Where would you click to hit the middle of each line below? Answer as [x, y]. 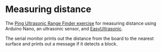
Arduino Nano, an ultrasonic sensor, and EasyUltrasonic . [64, 28]
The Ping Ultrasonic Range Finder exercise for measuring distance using [81, 23]
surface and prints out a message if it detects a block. [62, 43]
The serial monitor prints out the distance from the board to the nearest [79, 38]
